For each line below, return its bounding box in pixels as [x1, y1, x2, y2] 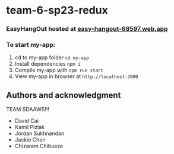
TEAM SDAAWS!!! [6, 106, 49, 113]
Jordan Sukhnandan [14, 130, 65, 137]
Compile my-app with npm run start [14, 66, 104, 74]
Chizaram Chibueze [14, 143, 64, 150]
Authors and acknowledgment [6, 90, 121, 100]
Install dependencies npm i [14, 60, 81, 68]
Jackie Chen [14, 136, 46, 143]
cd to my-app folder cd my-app [14, 54, 89, 61]
